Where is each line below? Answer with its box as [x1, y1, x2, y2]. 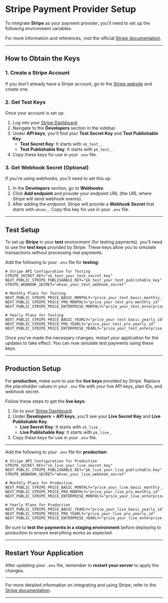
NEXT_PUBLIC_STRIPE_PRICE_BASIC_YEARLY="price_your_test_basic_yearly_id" [5, 317, 164, 323]
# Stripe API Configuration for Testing [5, 269, 91, 274]
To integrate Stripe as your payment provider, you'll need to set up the [5, 20, 150, 26]
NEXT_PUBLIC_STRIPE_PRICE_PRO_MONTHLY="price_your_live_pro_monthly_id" [5, 489, 160, 494]
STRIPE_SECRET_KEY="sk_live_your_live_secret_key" [5, 463, 113, 468]
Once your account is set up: [5, 110, 65, 116]
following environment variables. [5, 25, 72, 31]
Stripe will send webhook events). [12, 196, 82, 202]
